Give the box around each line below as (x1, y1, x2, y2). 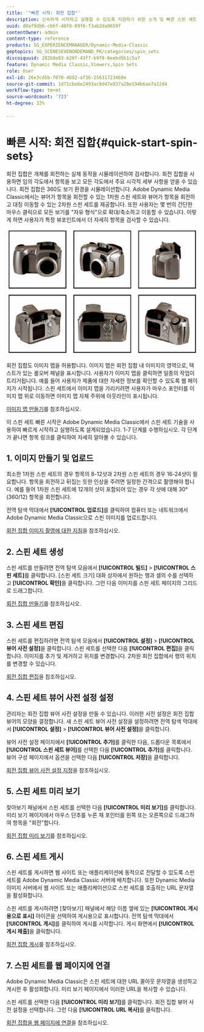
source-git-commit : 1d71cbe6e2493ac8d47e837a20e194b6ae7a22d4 (6, 81, 167, 87)
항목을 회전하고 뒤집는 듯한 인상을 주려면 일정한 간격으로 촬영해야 (29, 478, 184, 486)
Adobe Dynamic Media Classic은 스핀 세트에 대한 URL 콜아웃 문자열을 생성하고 (6, 978, 197, 985)
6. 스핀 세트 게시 (6, 852, 64, 862)
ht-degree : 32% (6, 100, 45, 106)
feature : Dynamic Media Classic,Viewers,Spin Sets (6, 61, 138, 67)
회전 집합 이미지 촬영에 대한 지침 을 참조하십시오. (6, 527, 121, 535)
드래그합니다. (12, 587, 44, 595)
